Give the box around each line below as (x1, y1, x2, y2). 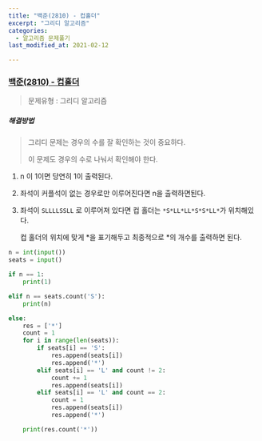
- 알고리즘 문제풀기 (15, 34, 70, 42)
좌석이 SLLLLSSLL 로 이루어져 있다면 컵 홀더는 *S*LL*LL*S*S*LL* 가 (19, 206, 227, 215)
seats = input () (8, 256, 62, 264)
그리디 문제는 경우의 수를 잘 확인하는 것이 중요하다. (27, 138, 186, 147)
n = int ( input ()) (8, 249, 66, 257)
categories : (8, 26, 48, 34)
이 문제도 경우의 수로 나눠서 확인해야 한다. (27, 154, 158, 164)
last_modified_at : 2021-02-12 (8, 42, 109, 50)
